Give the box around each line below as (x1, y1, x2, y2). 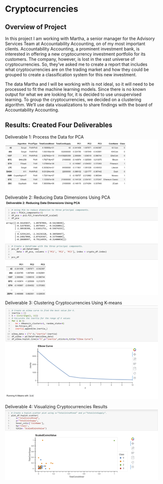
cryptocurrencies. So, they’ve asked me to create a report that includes (5, 62, 148, 67)
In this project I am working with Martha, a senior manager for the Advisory (5, 35, 155, 41)
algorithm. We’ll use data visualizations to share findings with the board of (5, 102, 153, 107)
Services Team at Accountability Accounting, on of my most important (5, 41, 146, 47)
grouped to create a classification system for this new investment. (5, 72, 137, 77)
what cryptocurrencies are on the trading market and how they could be (5, 67, 149, 72)
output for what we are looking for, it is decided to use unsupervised (5, 91, 142, 97)
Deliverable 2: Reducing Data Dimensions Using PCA (5, 194, 111, 200)
